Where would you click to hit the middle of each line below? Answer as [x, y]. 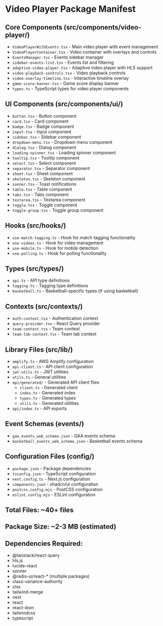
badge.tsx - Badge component [43, 126]
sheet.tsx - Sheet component [42, 173]
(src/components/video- [103, 27]
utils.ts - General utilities [39, 377]
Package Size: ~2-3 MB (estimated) [61, 527]
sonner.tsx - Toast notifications [44, 184]
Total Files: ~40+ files [39, 510]
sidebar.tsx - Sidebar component [47, 137]
